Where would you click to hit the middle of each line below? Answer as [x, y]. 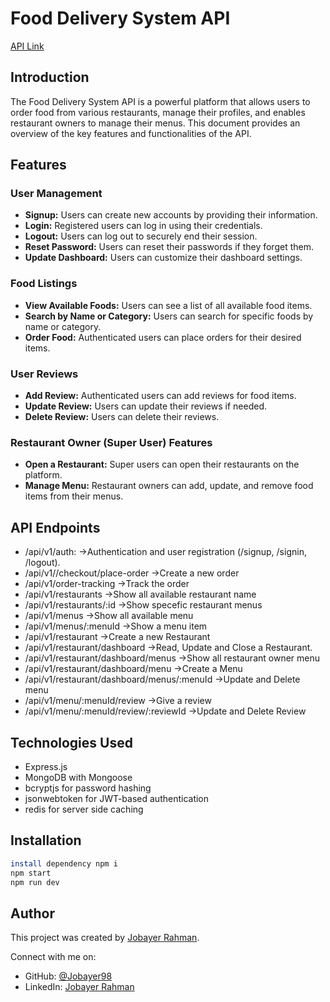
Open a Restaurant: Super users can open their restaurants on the [162, 464]
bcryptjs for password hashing [88, 788]
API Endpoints [55, 527]
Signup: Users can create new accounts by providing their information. [171, 215]
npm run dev [35, 882]
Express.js [46, 766]
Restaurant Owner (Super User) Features [111, 442]
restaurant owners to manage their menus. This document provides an [155, 123]
